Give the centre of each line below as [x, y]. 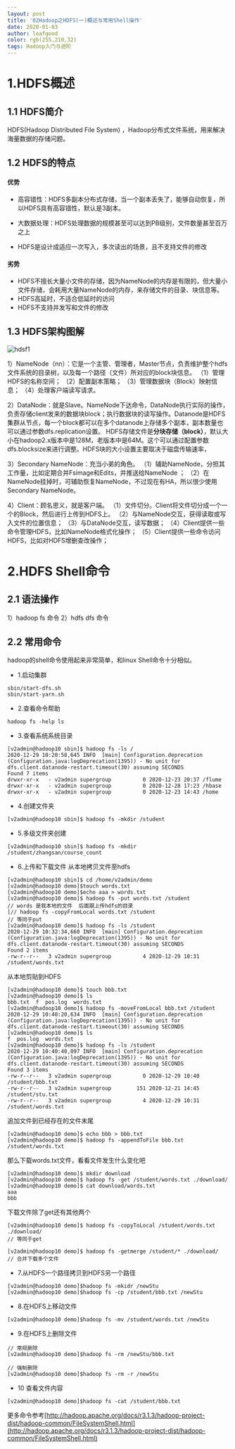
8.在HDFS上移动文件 [47, 1306]
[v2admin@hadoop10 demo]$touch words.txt [69, 886]
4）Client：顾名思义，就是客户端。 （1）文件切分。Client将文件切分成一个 [114, 505]
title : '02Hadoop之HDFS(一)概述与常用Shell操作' [75, 20]
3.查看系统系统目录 [45, 736]
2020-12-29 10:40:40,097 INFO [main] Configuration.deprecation [105, 1052]
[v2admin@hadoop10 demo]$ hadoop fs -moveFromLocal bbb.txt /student [112, 1009]
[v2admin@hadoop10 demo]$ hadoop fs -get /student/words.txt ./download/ [118, 1180]
